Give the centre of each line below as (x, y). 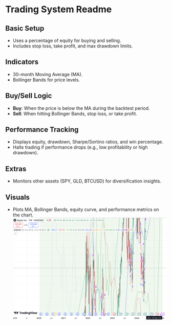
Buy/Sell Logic (29, 96)
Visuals (17, 197)
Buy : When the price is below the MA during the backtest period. (81, 108)
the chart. (23, 215)
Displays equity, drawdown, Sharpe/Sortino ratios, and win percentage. (88, 142)
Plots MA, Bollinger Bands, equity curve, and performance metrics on (86, 210)
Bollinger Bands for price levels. (46, 80)
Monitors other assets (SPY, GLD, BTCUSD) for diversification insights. (87, 181)
